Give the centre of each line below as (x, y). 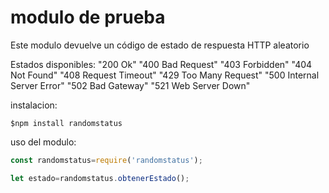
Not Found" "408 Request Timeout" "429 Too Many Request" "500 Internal (165, 75)
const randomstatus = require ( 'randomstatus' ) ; (106, 160)
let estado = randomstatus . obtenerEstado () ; (100, 178)
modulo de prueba (88, 17)
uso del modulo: (43, 142)
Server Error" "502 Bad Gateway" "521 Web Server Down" (130, 85)
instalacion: (34, 105)
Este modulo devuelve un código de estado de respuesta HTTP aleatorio (160, 45)
